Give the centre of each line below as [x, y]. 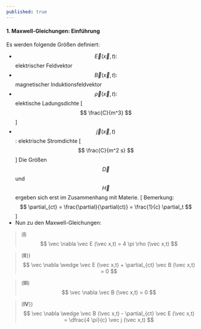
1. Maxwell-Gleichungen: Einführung [53, 31]
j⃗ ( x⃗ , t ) [106, 131]
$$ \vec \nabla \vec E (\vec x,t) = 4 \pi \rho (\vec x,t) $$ [109, 243]
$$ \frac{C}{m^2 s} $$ [106, 150]
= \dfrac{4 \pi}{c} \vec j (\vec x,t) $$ [109, 319]
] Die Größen [31, 160]
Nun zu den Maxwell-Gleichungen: [58, 222]
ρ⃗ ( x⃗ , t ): [106, 93]
